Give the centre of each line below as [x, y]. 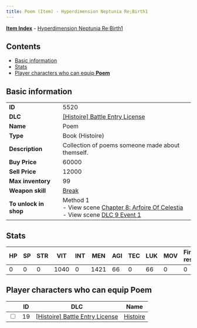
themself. [76, 153]
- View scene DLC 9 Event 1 [102, 215]
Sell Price [23, 172]
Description [26, 149]
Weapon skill [28, 191]
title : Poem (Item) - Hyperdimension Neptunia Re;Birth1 [77, 11]
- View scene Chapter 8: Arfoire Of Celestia [123, 207]
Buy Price [23, 162]
